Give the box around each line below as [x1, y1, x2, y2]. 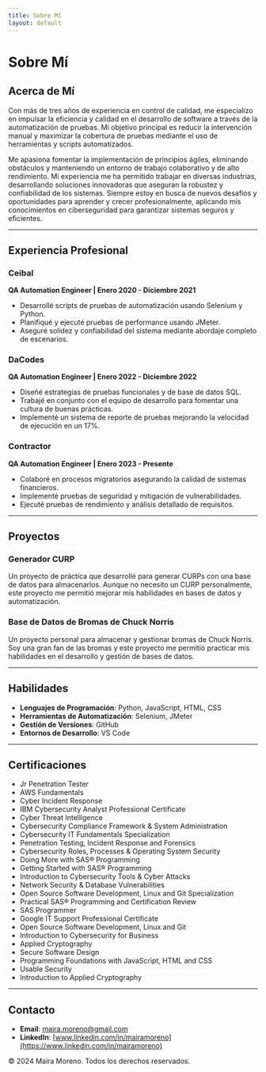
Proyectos [8, 530, 60, 543]
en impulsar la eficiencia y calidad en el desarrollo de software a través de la [8, 114, 258, 124]
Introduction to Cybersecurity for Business [19, 931, 159, 941]
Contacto [8, 1003, 55, 1017]
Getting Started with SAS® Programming [19, 864, 152, 873]
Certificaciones [8, 758, 87, 772]
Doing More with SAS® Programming [19, 855, 141, 865]
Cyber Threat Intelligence [19, 813, 103, 823]
